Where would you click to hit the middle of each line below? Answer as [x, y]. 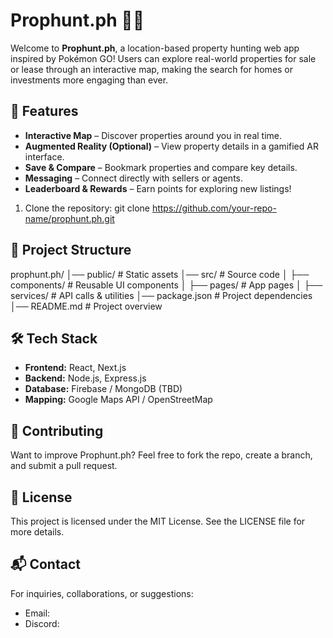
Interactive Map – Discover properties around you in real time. [153, 135]
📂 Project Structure [71, 250]
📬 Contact [45, 564]
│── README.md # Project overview [86, 306]
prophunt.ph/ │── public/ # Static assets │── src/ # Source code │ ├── [160, 274]
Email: [37, 613]
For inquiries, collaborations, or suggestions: [102, 593]
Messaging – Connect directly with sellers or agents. [134, 178]
